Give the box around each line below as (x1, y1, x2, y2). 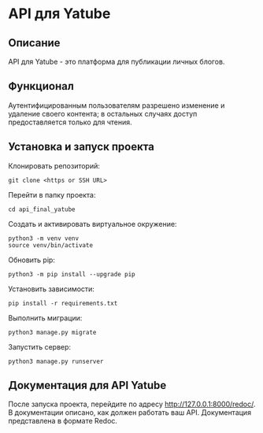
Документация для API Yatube (8, 379, 167, 392)
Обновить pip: (8, 255, 55, 265)
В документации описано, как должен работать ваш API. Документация (8, 408, 252, 417)
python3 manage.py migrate (8, 328, 97, 336)
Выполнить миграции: (8, 313, 83, 323)
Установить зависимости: (8, 284, 94, 294)
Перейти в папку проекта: (8, 190, 96, 199)
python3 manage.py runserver (8, 357, 104, 365)
